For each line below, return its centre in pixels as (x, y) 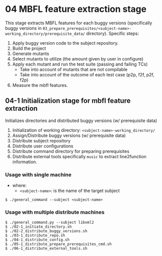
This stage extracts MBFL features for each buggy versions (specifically (79, 23)
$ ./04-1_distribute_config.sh (37, 240)
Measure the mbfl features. (40, 85)
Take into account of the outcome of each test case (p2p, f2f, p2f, (87, 74)
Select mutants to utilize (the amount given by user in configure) (78, 59)
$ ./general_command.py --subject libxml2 (50, 223)
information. (25, 162)
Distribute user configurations (43, 146)
